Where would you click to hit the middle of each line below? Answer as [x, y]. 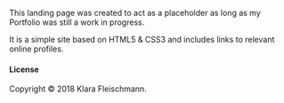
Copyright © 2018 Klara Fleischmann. [78, 89]
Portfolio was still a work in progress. [77, 22]
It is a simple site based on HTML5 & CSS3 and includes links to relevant [142, 40]
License [24, 69]
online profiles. [37, 49]
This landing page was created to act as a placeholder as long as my [135, 13]
